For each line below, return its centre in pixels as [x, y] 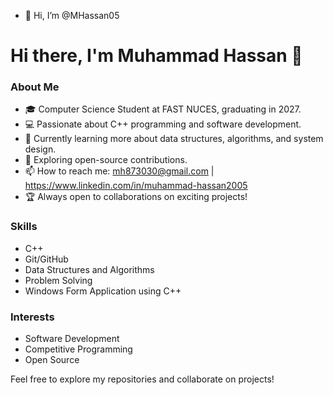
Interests [32, 317]
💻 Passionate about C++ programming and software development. [163, 124]
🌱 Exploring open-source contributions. [106, 160]
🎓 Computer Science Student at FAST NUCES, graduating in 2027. [163, 109]
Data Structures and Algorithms [89, 269]
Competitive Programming [78, 349]
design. [40, 149]
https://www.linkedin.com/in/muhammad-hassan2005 [136, 186]
